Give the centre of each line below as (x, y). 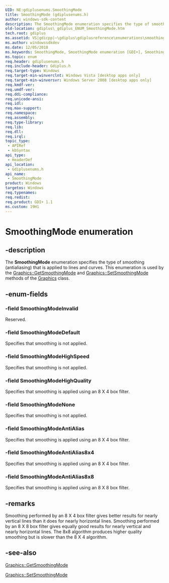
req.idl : (14, 104)
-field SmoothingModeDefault (43, 332)
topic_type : (18, 141)
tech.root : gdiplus (26, 33)
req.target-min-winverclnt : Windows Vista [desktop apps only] (73, 76)
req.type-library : (24, 122)
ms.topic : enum (21, 57)
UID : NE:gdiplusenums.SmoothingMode (44, 10)
